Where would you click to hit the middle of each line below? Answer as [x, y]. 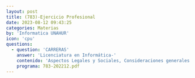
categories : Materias [32, 28]
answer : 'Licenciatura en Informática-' [66, 55]
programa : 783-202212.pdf [48, 66]
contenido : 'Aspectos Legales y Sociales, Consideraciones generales [103, 60]
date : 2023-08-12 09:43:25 [39, 22]
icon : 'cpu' [20, 39]
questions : [19, 45]
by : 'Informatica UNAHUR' [37, 33]
